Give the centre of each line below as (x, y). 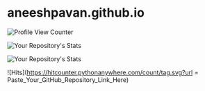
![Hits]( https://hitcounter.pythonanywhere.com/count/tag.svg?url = (103, 72)
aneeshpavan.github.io (76, 13)
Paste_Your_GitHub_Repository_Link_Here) (68, 80)
